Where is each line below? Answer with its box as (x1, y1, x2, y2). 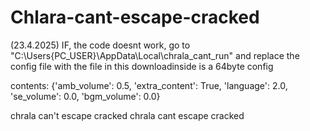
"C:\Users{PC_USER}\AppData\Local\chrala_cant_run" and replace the (10, 49, 300, 61)
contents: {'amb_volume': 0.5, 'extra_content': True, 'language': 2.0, (10, 79, 288, 91)
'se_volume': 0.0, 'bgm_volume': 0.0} (10, 90, 161, 102)
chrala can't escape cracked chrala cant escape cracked (10, 109, 245, 121)
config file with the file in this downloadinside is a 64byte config (10, 60, 274, 72)
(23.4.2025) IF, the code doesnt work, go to (10, 39, 191, 51)
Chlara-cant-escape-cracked (10, 6, 260, 29)
